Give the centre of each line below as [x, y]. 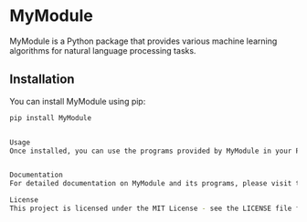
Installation [42, 80]
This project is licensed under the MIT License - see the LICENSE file [151, 208]
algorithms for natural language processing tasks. [103, 50]
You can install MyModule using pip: [78, 101]
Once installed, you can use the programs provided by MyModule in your [151, 151]
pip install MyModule [51, 118]
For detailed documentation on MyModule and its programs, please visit [151, 184]
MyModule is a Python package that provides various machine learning [143, 41]
